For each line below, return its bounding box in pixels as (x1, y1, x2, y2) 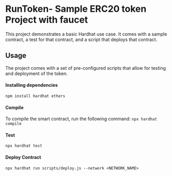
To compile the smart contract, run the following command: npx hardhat (5, 116, 158, 122)
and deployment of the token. (5, 70, 68, 76)
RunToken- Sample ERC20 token (5, 3, 147, 15)
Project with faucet (5, 14, 88, 26)
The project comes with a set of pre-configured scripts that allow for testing (5, 65, 166, 71)
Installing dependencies (5, 82, 58, 88)
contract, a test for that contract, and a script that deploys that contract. (5, 36, 158, 43)
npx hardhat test (5, 143, 43, 149)
